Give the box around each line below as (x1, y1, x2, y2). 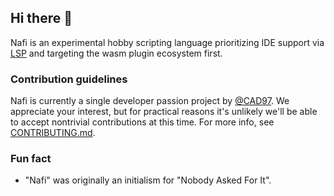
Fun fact (10, 152, 52, 166)
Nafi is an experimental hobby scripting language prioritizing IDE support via (10, 36, 325, 48)
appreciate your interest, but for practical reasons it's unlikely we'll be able (10, 106, 318, 118)
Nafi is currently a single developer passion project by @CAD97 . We (10, 95, 290, 107)
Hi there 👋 (10, 10, 73, 27)
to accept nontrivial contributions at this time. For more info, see (10, 116, 275, 128)
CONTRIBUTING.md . (10, 127, 96, 139)
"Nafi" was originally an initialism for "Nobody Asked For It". (24, 174, 272, 186)
